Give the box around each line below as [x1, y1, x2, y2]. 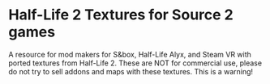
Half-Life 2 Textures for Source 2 [8, 6, 234, 24]
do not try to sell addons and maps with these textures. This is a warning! [8, 66, 254, 76]
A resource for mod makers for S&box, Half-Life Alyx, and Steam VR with [8, 49, 251, 59]
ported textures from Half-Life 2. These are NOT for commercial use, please [8, 58, 262, 68]
